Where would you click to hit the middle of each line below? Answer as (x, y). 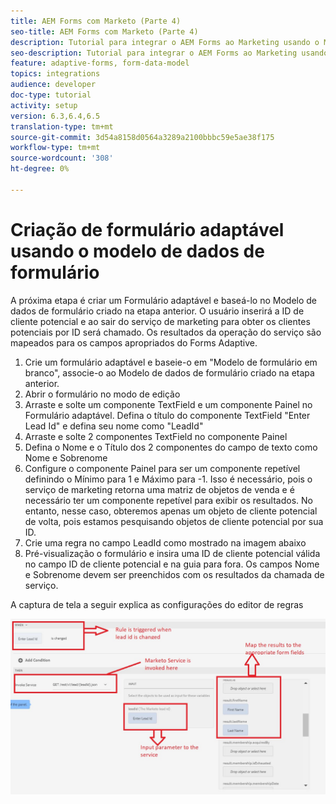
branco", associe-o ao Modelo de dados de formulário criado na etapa (169, 372)
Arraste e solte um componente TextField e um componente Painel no (168, 404)
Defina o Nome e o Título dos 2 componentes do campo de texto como (171, 447)
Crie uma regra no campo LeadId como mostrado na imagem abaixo (165, 542)
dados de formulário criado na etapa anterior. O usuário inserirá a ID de (157, 311)
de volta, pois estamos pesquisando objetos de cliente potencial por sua (174, 521)
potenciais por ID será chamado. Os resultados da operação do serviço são (166, 332)
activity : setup (44, 105)
